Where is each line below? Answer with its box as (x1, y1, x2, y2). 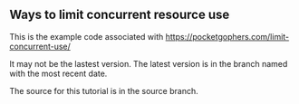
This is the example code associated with (9, 31, 164, 42)
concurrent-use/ (9, 41, 71, 52)
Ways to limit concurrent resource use (9, 7, 230, 23)
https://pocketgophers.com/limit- (165, 31, 290, 42)
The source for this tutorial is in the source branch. (9, 85, 199, 96)
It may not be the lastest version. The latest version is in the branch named (9, 58, 288, 69)
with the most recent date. (9, 68, 108, 79)
